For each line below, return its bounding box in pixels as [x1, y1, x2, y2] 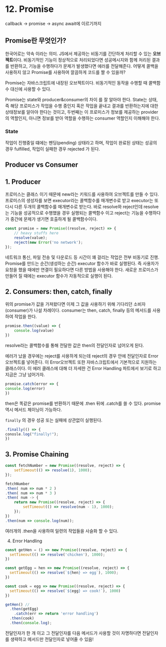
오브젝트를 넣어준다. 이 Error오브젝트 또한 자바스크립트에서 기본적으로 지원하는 [5, 359, 157, 365]
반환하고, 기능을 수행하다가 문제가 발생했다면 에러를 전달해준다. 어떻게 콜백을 [10, 63, 159, 69]
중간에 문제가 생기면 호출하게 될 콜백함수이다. [10, 216, 98, 222]
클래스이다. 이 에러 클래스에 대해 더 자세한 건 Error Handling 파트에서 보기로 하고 [5, 365, 162, 371]
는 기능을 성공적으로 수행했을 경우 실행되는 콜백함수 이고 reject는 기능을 [5, 210, 144, 216]
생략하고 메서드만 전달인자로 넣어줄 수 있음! [10, 636, 94, 642]
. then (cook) [9, 616, 35, 621]
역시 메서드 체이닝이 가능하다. [5, 406, 62, 413]
